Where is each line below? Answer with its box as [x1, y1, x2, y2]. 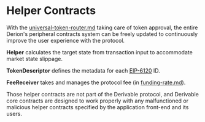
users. [6, 110, 23, 117]
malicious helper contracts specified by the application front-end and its [6, 103, 189, 110]
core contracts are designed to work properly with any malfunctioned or [6, 97, 189, 104]
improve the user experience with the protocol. [6, 37, 125, 44]
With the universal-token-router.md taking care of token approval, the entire [6, 24, 198, 31]
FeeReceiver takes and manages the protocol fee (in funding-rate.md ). [6, 79, 186, 86]
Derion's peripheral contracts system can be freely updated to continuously [6, 30, 198, 37]
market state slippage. [6, 55, 63, 62]
